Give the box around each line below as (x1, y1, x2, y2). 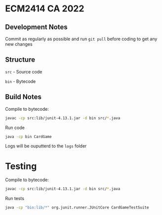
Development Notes (5, 23, 68, 31)
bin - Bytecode (5, 78, 36, 84)
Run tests (5, 196, 25, 202)
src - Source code (5, 69, 42, 74)
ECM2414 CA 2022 (5, 3, 84, 14)
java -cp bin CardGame (5, 134, 52, 139)
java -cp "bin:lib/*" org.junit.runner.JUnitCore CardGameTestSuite (5, 205, 149, 210)
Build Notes (5, 93, 42, 101)
